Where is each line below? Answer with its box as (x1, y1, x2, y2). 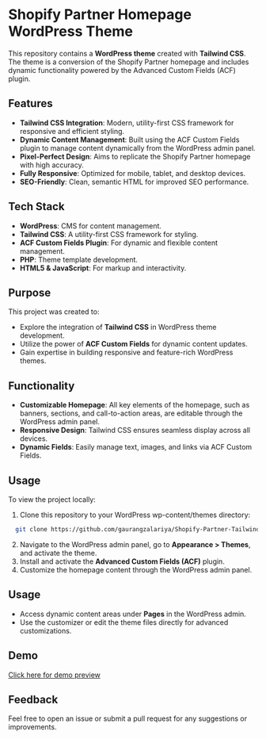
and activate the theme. (19, 548, 97, 557)
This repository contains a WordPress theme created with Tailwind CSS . (8, 48, 247, 58)
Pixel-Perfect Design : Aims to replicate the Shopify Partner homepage (19, 151, 251, 161)
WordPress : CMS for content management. (19, 220, 162, 231)
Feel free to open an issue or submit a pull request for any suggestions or (8, 714, 248, 723)
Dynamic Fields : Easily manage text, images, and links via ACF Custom (19, 442, 253, 452)
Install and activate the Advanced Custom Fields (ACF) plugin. (19, 557, 226, 566)
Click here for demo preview (8, 670, 101, 680)
